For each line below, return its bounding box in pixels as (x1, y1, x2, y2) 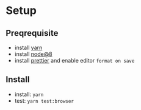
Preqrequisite (5, 28, 59, 38)
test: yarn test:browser (14, 97, 74, 104)
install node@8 (14, 50, 52, 58)
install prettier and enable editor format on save (14, 57, 135, 64)
